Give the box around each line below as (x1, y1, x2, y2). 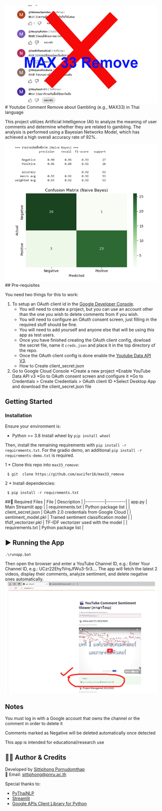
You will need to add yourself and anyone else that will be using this (19, 327, 155, 333)
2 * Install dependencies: (5, 480, 56, 486)
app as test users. (19, 332, 55, 338)
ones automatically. (5, 576, 44, 582)
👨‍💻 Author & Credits (5, 753, 66, 761)
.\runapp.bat (5, 552, 31, 557)
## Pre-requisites (5, 282, 40, 288)
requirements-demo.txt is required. (5, 452, 74, 458)
